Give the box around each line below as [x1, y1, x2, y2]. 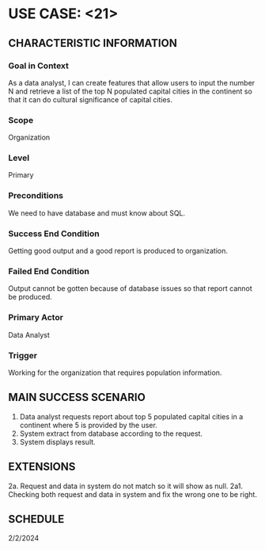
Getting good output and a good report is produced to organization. [8, 246, 228, 256]
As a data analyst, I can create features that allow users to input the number [8, 78, 256, 87]
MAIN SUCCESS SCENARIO [8, 391, 146, 404]
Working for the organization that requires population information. [8, 368, 222, 377]
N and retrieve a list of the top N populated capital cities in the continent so [8, 86, 253, 96]
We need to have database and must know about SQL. [8, 208, 186, 218]
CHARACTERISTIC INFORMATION [8, 36, 178, 50]
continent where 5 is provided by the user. [19, 420, 158, 430]
